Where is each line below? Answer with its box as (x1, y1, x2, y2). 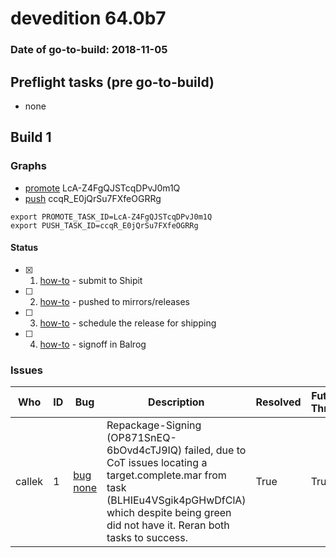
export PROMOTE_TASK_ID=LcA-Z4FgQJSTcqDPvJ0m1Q (10, 212, 213, 222)
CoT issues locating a (106, 456, 208, 470)
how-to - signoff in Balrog (39, 338, 147, 350)
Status (10, 242, 39, 254)
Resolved (255, 395, 302, 409)
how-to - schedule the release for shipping (39, 317, 217, 329)
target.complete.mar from (106, 468, 227, 482)
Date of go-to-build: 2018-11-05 (10, 43, 168, 57)
